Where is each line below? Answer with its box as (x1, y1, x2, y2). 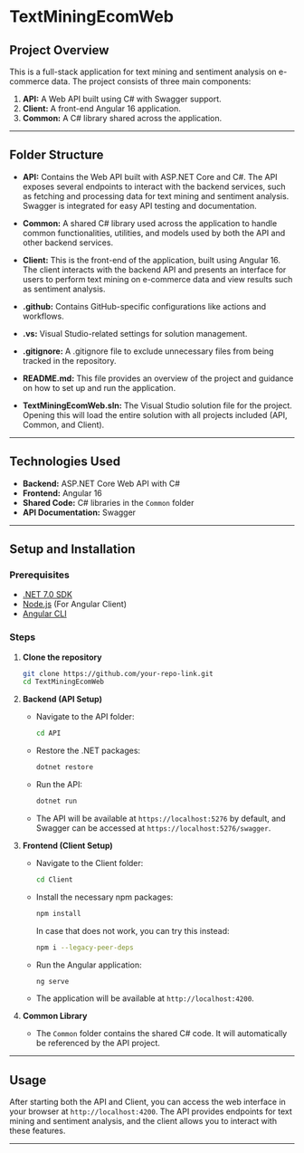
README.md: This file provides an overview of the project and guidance (22, 373, 294, 384)
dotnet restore (35, 763, 93, 772)
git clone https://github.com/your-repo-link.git (22, 669, 214, 678)
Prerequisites (9, 568, 70, 581)
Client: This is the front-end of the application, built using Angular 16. (22, 254, 281, 265)
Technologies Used (9, 454, 120, 470)
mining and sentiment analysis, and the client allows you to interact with (9, 1116, 278, 1127)
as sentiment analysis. (22, 283, 106, 294)
